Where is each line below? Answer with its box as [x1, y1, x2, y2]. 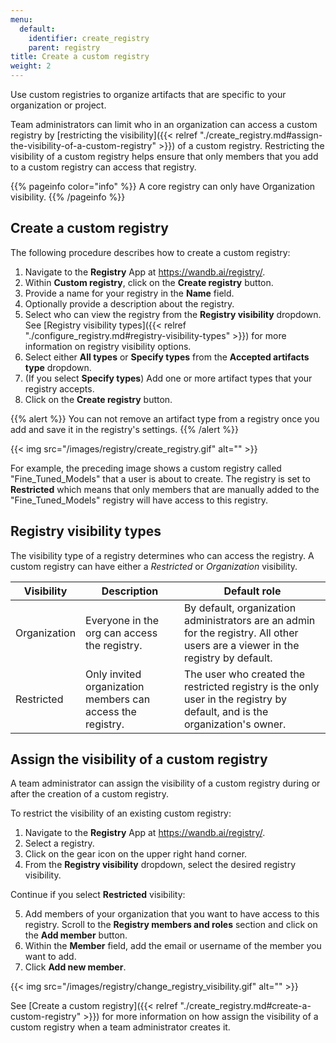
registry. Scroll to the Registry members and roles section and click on [24, 919, 318, 931]
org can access [85, 626, 158, 640]
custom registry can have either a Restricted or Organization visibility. [10, 560, 298, 572]
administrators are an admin [183, 613, 316, 627]
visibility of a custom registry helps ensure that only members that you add [10, 151, 319, 162]
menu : [10, 14, 33, 25]
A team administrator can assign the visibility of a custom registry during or [10, 777, 321, 790]
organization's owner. [183, 717, 287, 731]
